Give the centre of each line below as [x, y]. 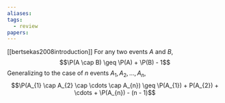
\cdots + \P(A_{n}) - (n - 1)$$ [115, 93]
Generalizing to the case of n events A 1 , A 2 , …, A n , [77, 74]
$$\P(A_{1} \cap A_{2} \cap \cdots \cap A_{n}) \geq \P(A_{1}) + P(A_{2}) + [115, 85]
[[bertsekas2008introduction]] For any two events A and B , [90, 52]
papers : [18, 32]
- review [26, 26]
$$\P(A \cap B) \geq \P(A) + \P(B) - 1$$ [115, 63]
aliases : [19, 13]
